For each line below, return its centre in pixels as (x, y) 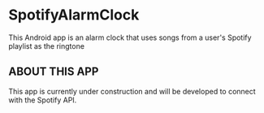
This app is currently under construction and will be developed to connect (132, 91)
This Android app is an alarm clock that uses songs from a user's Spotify (130, 37)
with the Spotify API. (43, 100)
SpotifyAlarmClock (74, 15)
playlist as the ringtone (47, 46)
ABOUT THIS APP (54, 72)
